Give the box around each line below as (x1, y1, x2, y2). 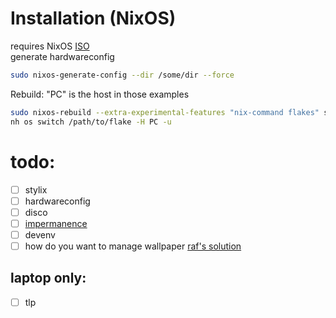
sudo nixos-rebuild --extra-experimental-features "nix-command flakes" (10, 107, 320, 117)
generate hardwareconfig (10, 50, 115, 62)
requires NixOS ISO (10, 40, 90, 52)
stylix (24, 183, 48, 196)
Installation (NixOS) (10, 7, 177, 30)
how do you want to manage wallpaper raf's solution (24, 240, 242, 252)
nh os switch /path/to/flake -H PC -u (10, 117, 172, 127)
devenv (24, 228, 56, 241)
